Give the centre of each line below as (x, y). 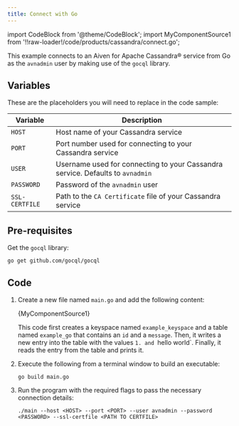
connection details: (46, 398)
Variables (29, 86)
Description (142, 120)
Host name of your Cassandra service (119, 133)
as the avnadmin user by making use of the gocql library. (89, 63)
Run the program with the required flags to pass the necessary (109, 390)
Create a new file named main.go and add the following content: (111, 300)
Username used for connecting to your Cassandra (139, 165)
